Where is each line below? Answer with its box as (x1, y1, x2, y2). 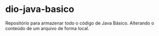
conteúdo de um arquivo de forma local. (5, 25, 90, 31)
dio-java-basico (5, 3, 74, 15)
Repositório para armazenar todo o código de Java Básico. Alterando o (5, 20, 154, 26)
